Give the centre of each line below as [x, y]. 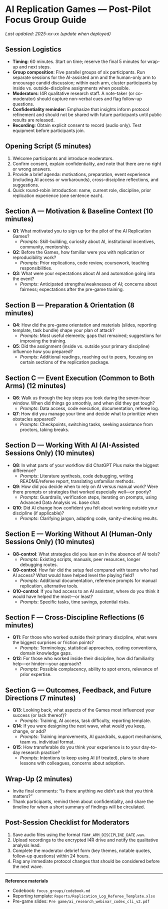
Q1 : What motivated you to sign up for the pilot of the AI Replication [82, 231]
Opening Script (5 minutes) [48, 146]
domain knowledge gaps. [46, 653]
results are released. [33, 120]
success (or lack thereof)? [39, 715]
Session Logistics [33, 49]
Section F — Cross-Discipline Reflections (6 [75, 618]
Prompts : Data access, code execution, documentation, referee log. [89, 408]
